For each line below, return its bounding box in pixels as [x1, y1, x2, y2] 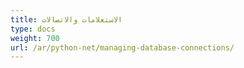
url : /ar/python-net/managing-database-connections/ [10, 42, 235, 53]
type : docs [10, 24, 56, 34]
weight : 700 [10, 33, 60, 43]
